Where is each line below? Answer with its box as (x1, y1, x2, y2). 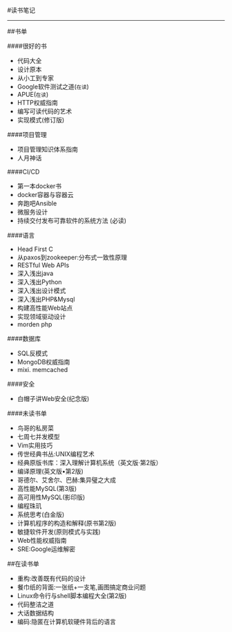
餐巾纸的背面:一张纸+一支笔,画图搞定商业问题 (17, 583, 146, 591)
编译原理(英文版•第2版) (17, 467, 84, 475)
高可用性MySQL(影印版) (17, 493, 86, 501)
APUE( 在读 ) (17, 91, 49, 98)
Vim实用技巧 (17, 441, 53, 449)
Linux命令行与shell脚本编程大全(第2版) (17, 592, 127, 600)
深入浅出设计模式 (17, 286, 66, 295)
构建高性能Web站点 (17, 304, 73, 312)
